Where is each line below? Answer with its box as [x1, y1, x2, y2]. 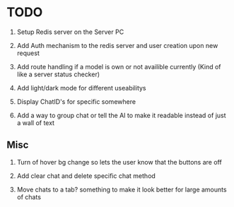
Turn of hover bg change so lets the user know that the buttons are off [16, 158, 222, 166]
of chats [16, 192, 42, 201]
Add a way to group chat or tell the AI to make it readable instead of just [16, 111, 227, 119]
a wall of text [16, 118, 54, 127]
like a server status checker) [16, 70, 100, 78]
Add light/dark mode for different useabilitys [16, 83, 146, 92]
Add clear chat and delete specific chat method [16, 171, 156, 180]
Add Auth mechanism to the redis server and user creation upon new [16, 41, 218, 49]
